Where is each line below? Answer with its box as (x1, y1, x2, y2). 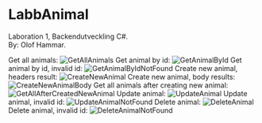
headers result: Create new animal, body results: (8, 72, 236, 81)
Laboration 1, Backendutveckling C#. (8, 32, 129, 41)
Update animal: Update (116, 88, 248, 98)
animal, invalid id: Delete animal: (8, 97, 201, 106)
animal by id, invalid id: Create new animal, (8, 63, 238, 73)
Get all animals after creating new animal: (93, 80, 229, 90)
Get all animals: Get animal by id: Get (8, 55, 242, 65)
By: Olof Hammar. (8, 39, 66, 49)
